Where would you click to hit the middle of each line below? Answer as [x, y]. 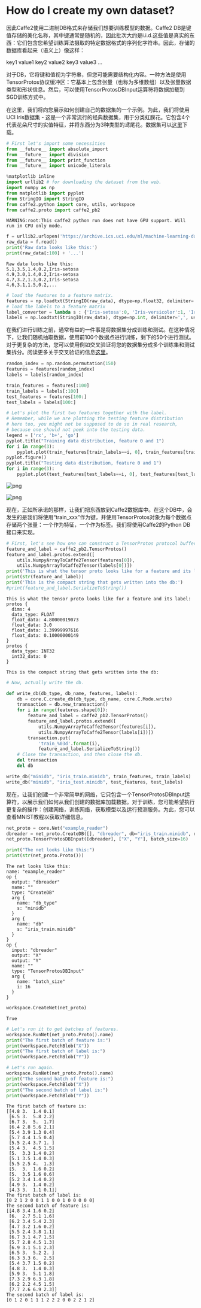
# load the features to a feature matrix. [60, 295]
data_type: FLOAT [33, 614]
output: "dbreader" [36, 882]
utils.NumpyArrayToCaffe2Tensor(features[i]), [97, 727]
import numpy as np [31, 188]
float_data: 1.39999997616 [45, 630]
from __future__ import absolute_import [57, 149]
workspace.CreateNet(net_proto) [46, 1008]
